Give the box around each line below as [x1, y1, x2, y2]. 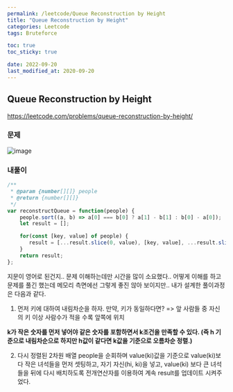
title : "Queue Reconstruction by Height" [7, 17, 129, 24]
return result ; [19, 252, 64, 259]
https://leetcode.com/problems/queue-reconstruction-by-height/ [7, 112, 193, 120]
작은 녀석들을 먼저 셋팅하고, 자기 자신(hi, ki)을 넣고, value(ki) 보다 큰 [24, 359, 209, 368]
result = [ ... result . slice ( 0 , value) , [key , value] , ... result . [28, 239, 218, 247]
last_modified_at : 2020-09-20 [7, 67, 95, 74]
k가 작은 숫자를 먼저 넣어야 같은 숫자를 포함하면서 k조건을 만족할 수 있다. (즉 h [7, 327, 214, 336]
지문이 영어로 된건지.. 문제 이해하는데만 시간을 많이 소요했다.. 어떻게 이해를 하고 [7, 272, 222, 280]
